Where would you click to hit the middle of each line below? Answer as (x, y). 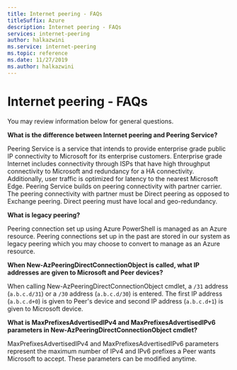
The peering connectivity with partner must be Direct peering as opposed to (118, 193)
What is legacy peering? (44, 215)
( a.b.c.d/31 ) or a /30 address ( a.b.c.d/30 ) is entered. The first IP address (115, 294)
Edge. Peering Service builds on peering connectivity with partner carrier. (115, 186)
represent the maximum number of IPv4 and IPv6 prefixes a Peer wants (111, 351)
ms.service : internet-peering (52, 47)
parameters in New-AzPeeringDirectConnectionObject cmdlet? (103, 330)
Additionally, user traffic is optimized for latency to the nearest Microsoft (113, 178)
